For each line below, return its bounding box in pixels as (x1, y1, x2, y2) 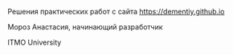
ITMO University (7, 37, 62, 47)
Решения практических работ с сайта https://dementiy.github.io (7, 7, 225, 16)
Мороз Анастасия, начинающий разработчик (7, 22, 163, 31)
